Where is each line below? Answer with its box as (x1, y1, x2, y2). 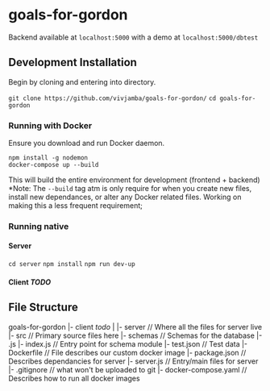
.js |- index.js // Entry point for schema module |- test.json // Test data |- (8, 339, 248, 348)
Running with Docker (8, 119, 93, 131)
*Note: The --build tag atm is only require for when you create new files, (8, 184, 252, 193)
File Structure (8, 301, 78, 314)
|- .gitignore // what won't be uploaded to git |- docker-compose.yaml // (8, 364, 247, 374)
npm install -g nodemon (8, 154, 89, 162)
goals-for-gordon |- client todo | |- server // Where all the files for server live (8, 322, 263, 331)
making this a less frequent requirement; (8, 201, 143, 210)
